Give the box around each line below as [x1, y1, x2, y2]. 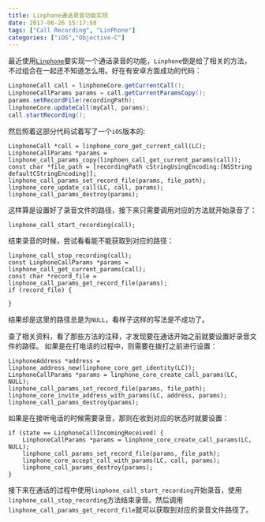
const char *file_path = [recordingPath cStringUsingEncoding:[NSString [8, 162, 252, 170]
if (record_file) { [8, 285, 73, 294]
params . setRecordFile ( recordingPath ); [8, 96, 136, 104]
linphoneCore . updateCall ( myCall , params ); [8, 103, 150, 111]
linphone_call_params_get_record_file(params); [8, 279, 168, 287]
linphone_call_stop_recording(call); [8, 252, 132, 259]
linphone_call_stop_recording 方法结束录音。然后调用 [8, 494, 184, 505]
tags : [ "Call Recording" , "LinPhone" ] [8, 26, 136, 34]
